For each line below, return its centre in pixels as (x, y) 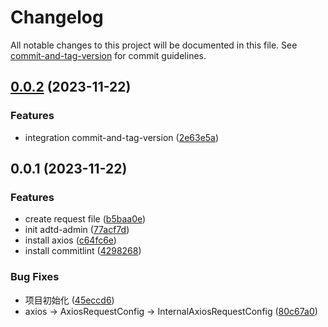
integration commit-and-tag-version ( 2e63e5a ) (122, 137)
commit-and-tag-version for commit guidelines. (108, 55)
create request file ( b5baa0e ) (85, 219)
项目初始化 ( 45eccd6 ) (69, 300)
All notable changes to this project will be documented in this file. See (154, 45)
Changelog (57, 17)
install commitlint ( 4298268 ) (83, 251)
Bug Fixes (35, 277)
